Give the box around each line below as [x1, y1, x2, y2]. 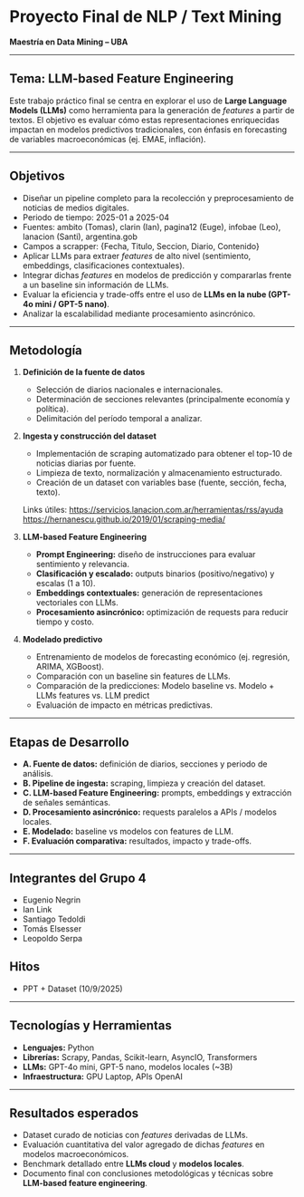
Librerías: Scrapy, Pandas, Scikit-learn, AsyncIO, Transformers [22, 1051, 258, 1062]
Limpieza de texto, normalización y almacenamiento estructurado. [35, 468, 282, 478]
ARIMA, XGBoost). [35, 661, 104, 672]
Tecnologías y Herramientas [9, 1018, 172, 1034]
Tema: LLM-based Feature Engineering [9, 71, 233, 87]
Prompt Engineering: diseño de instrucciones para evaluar [35, 549, 256, 560]
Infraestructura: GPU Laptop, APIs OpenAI [22, 1071, 184, 1082]
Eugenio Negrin [22, 894, 81, 905]
